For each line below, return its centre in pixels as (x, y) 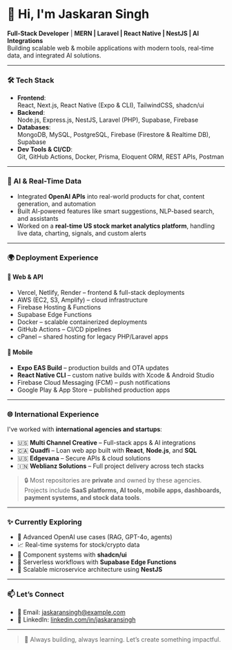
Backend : (31, 113)
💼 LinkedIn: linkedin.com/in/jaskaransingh (76, 620)
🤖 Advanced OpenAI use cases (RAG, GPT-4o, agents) (95, 537)
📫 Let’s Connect (36, 595)
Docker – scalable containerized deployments (82, 322)
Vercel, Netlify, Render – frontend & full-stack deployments (101, 292)
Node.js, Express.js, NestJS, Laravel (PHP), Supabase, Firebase (108, 120)
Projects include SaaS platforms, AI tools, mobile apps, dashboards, (123, 490)
